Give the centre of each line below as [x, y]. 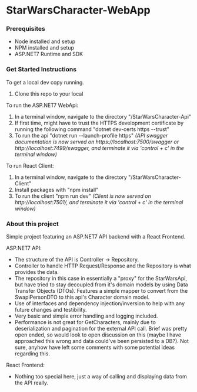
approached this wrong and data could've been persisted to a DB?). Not [102, 341]
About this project [32, 224]
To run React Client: [30, 165]
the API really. [31, 383]
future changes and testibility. [51, 310]
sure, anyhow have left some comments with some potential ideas [95, 347]
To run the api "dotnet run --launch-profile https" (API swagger [91, 135]
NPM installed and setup [44, 48]
